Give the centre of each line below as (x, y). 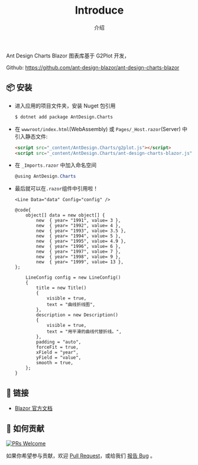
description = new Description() (77, 315)
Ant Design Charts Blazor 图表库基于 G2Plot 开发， (68, 55)
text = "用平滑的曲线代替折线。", (84, 332)
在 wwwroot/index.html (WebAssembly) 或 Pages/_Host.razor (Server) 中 (101, 129)
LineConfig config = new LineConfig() (73, 278)
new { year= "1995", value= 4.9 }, (81, 241)
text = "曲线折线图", (71, 305)
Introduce (99, 10)
